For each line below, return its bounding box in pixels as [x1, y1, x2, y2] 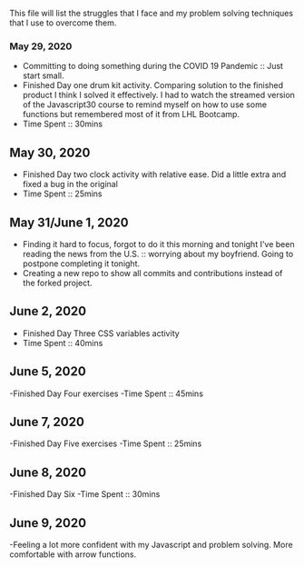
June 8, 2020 [9, 464, 87, 480]
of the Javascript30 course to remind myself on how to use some [22, 99, 268, 110]
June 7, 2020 [9, 413, 84, 430]
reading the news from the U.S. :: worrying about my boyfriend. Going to [22, 248, 294, 259]
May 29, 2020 [9, 40, 73, 53]
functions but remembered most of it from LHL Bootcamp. [22, 109, 240, 120]
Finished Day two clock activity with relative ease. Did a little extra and [22, 169, 287, 180]
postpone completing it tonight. [22, 258, 141, 269]
